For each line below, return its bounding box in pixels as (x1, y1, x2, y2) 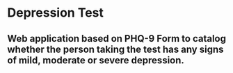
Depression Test (7, 5, 104, 21)
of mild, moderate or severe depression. (7, 54, 184, 66)
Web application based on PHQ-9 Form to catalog (7, 33, 227, 44)
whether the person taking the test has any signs (7, 43, 224, 55)
